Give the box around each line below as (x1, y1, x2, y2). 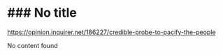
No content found (7, 41, 58, 49)
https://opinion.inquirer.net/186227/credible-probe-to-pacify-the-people (7, 28, 216, 36)
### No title (7, 5, 77, 21)
